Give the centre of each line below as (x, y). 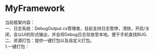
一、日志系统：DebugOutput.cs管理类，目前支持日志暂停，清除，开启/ (75, 28)
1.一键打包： (17, 46)
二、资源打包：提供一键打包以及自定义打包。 (50, 40)
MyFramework (35, 8)
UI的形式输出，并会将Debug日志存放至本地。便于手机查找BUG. (85, 34)
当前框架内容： (20, 22)
